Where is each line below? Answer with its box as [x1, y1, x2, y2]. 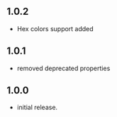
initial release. [16, 103, 58, 112]
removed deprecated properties [16, 64, 111, 72]
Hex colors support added [16, 24, 94, 33]
